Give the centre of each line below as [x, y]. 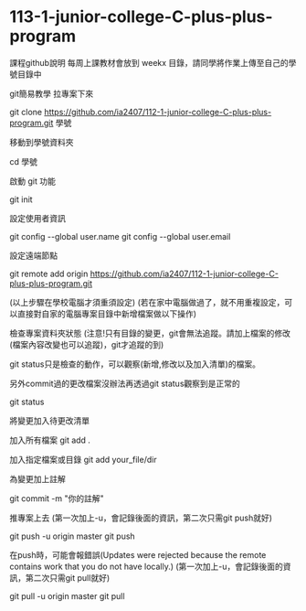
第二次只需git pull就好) [68, 577]
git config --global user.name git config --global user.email [120, 236]
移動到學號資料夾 [42, 142]
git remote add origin [49, 273]
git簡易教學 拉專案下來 [52, 93]
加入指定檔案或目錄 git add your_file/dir [83, 459]
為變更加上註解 [37, 478]
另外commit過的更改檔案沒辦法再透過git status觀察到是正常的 [125, 383]
